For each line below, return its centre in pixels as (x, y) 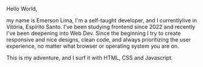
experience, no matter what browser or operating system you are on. (93, 46)
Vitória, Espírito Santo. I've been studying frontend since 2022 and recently (101, 27)
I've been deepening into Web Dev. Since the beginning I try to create (94, 33)
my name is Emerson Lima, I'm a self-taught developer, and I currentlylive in (101, 20)
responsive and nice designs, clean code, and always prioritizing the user (99, 40)
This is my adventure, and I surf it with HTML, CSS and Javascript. (90, 58)
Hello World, (22, 9)
